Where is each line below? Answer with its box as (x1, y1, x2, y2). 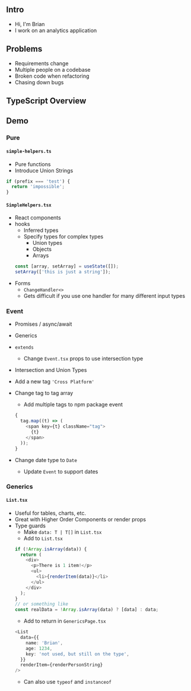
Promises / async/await (14, 320, 72, 328)
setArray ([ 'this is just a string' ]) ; (14, 269, 111, 275)
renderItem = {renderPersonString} (20, 662, 103, 668)
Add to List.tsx (23, 534, 63, 542)
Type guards (14, 522, 46, 529)
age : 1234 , (26, 645, 53, 651)
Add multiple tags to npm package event (23, 401, 123, 408)
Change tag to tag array (14, 390, 74, 397)
